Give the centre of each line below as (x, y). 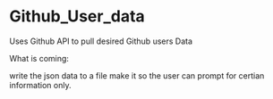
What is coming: (39, 58)
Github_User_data (77, 16)
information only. (40, 85)
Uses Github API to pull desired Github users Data (101, 41)
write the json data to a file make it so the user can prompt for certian (137, 75)
